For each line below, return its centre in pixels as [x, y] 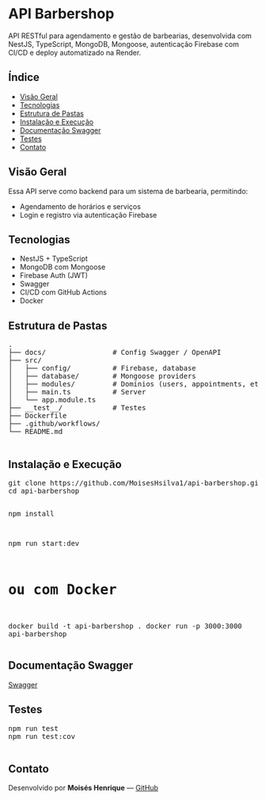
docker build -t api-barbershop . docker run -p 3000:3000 [125, 626]
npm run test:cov [42, 736]
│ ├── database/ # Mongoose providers [102, 376]
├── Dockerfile [38, 416]
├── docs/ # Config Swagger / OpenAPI [115, 352]
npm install [31, 514]
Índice [24, 77]
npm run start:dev [44, 543]
